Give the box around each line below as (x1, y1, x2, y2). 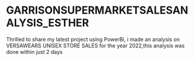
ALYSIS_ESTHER (6, 16, 89, 30)
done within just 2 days (6, 48, 63, 55)
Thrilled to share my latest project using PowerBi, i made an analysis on (6, 36, 180, 43)
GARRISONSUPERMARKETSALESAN (6, 4, 189, 17)
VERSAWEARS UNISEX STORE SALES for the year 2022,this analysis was (6, 42, 185, 49)
